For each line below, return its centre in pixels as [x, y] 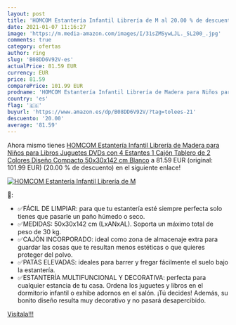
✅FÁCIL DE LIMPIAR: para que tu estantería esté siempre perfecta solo [120, 208]
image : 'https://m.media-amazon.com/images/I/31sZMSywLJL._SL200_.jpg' [114, 33]
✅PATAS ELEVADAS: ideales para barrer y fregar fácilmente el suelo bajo [123, 262]
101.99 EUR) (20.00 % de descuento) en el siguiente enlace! [94, 167]
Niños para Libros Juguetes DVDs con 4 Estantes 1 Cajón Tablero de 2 [109, 153]
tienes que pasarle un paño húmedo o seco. [81, 216]
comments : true [29, 40]
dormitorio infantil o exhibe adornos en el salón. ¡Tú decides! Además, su [123, 293]
